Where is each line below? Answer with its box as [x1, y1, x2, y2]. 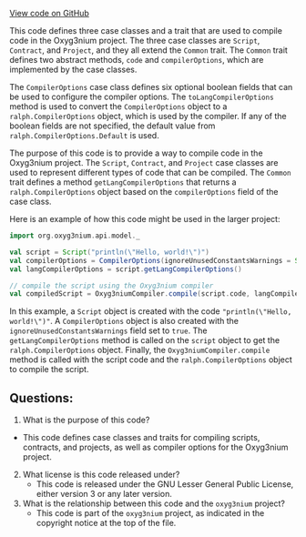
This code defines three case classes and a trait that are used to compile [9, 25, 282, 35]
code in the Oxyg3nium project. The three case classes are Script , [9, 35, 260, 46]
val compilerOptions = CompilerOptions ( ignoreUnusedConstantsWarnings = [9, 256, 291, 265]
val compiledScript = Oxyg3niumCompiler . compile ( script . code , [9, 289, 250, 299]
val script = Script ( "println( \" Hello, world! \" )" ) [9, 248, 209, 257]
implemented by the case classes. [9, 64, 138, 75]
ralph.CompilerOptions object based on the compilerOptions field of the [9, 187, 280, 197]
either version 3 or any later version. [36, 489, 173, 500]
